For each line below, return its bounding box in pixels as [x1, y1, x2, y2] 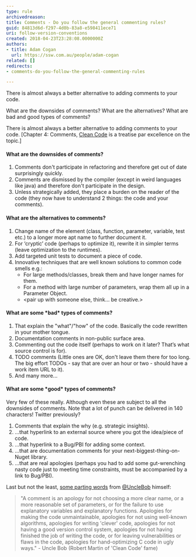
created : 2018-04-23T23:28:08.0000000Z [6, 36, 104, 42]
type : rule [6, 8, 33, 15]
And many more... [14, 372, 58, 379]
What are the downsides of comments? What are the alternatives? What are [6, 107, 188, 114]
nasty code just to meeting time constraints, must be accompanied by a [14, 466, 187, 473]
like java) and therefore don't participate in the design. [14, 182, 146, 189]
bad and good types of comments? [6, 114, 91, 121]
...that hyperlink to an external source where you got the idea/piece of [14, 429, 183, 436]
